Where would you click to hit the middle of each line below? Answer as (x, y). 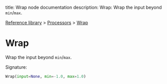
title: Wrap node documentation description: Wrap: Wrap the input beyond (83, 7)
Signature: (16, 67)
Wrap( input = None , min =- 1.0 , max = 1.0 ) (46, 76)
